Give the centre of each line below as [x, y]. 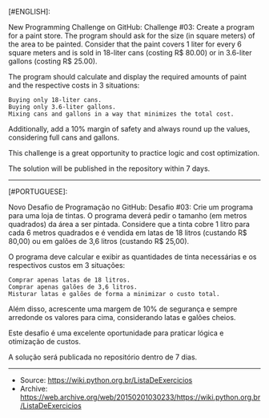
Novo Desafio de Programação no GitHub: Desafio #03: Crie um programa [131, 207]
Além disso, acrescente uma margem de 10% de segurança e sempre [123, 309]
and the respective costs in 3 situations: [74, 85]
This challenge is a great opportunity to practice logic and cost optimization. [134, 153]
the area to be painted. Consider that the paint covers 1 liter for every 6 [125, 44]
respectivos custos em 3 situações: [67, 265]
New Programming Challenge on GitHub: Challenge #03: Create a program [131, 27]
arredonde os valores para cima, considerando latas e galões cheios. [122, 317]
